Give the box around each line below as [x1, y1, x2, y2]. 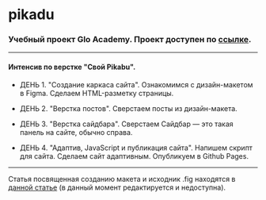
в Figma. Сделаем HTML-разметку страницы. [19, 88, 174, 98]
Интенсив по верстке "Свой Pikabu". [8, 62, 136, 72]
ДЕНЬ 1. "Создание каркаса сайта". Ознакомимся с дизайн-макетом [19, 79, 253, 89]
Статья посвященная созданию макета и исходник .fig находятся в [8, 174, 236, 183]
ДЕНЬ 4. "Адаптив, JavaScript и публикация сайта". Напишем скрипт [19, 143, 253, 152]
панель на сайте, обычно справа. [19, 127, 133, 137]
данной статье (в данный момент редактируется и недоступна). [8, 183, 226, 192]
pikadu [8, 6, 55, 24]
